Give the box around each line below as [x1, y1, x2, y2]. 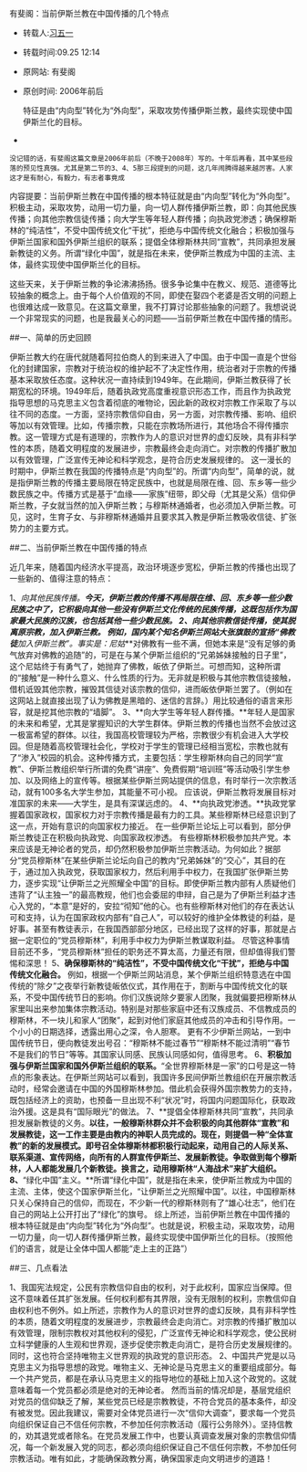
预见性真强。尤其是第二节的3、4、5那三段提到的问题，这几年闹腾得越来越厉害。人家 [22, 163, 293, 173]
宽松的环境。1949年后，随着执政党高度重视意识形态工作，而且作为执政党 [16, 386, 292, 396]
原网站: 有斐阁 [22, 67, 76, 77]
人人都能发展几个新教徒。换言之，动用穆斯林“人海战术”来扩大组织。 [25, 1163, 282, 1173]
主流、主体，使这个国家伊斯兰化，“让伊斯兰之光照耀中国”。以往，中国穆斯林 [9, 1186, 296, 1196]
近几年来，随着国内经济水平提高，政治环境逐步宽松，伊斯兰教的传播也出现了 [9, 562, 297, 573]
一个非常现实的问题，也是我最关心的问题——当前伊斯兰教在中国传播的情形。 [9, 313, 297, 323]
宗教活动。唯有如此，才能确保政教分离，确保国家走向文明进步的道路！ [9, 1453, 273, 1464]
